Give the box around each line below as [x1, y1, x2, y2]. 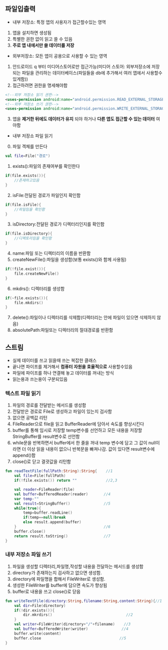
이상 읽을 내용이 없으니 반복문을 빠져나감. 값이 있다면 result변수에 [27, 446, 155, 452]
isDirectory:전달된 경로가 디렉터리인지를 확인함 [12, 221, 105, 227]
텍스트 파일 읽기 [5, 390, 41, 397]
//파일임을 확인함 [14, 207, 45, 212]
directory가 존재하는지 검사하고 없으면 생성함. [12, 569, 102, 575]
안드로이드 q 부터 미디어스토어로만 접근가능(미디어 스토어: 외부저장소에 [12, 63, 151, 69]
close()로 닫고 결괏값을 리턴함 [12, 459, 71, 465]
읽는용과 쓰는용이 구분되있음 [12, 376, 68, 382]
